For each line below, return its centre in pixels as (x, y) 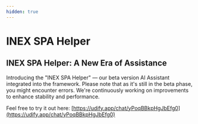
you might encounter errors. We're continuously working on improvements (98, 90)
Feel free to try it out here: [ (40, 108)
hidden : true (22, 12)
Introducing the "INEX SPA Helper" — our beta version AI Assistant (88, 77)
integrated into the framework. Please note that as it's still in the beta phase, (99, 83)
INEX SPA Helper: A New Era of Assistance (87, 63)
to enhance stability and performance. (53, 97)
